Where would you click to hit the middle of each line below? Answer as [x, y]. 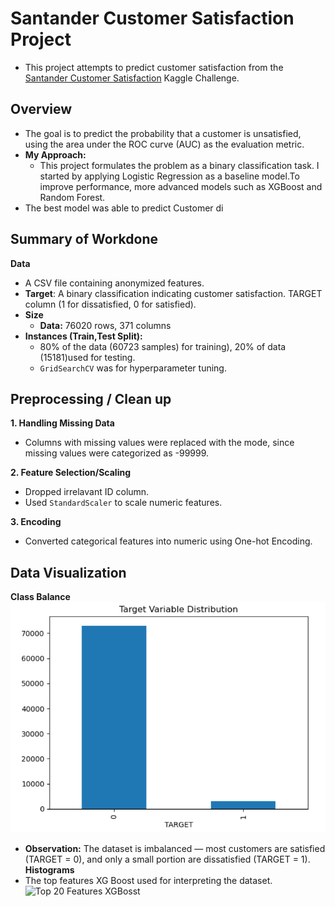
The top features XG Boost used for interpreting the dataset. [148, 881]
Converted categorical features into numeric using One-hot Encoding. [168, 541]
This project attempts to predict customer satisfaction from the [154, 67]
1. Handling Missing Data [62, 423]
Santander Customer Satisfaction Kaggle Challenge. [132, 78]
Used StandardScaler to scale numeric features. [123, 503]
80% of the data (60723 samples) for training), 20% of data [163, 346]
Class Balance [40, 597]
